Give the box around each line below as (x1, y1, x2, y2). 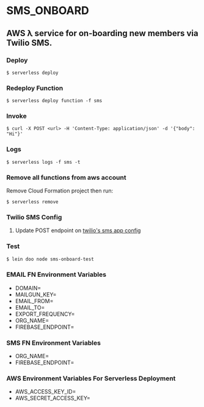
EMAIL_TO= (15, 304, 45, 311)
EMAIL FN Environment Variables (6, 270, 107, 279)
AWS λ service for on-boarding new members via (6, 28, 199, 38)
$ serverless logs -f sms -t (6, 159, 81, 165)
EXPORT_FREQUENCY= (15, 310, 75, 318)
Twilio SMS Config (6, 213, 62, 221)
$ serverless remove (6, 199, 59, 205)
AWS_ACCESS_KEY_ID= (15, 388, 76, 395)
